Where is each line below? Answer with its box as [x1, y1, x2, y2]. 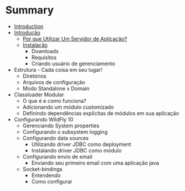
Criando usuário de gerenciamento [31, 60, 116, 67]
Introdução [13, 29, 41, 36]
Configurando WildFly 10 [13, 116, 74, 123]
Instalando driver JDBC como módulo [31, 147, 122, 154]
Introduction [13, 23, 44, 30]
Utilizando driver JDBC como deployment [31, 141, 132, 148]
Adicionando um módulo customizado [22, 103, 114, 110]
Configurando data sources [22, 134, 89, 141]
